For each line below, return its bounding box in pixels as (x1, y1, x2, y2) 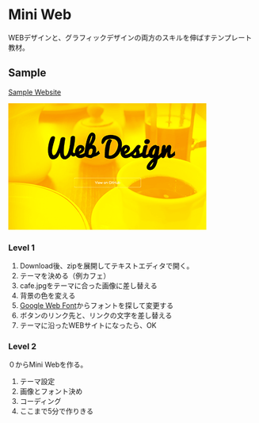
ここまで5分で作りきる (19, 406, 93, 416)
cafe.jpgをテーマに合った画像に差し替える (19, 281, 158, 290)
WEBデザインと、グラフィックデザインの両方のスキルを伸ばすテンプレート (8, 33, 253, 42)
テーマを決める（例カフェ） (19, 271, 111, 281)
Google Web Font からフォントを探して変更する (19, 301, 174, 310)
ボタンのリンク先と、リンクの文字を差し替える (19, 311, 173, 321)
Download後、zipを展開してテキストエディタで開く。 (19, 261, 194, 271)
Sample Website (8, 87, 62, 97)
